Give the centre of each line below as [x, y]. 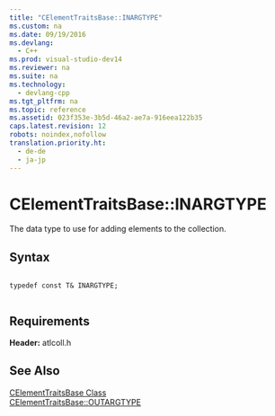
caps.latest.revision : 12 [58, 127]
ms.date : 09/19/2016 [48, 34]
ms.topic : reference [48, 110]
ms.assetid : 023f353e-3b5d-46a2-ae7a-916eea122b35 [106, 118]
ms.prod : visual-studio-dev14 [66, 59]
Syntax [30, 257]
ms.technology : [38, 84]
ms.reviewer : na [40, 68]
